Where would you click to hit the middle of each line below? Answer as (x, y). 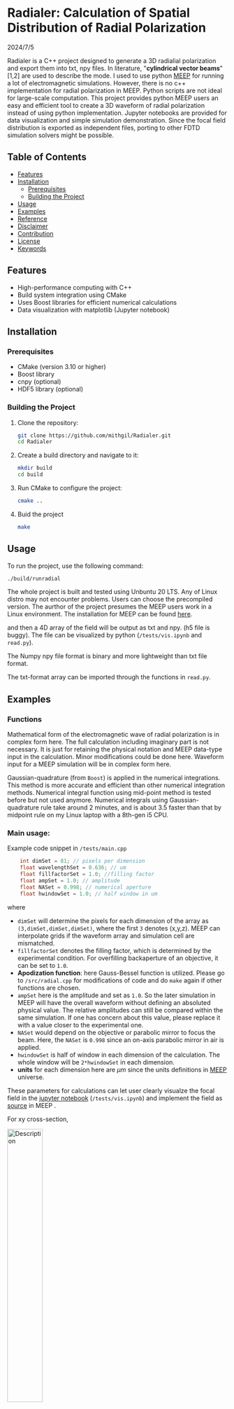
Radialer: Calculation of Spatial (99, 13)
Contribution (35, 233)
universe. (31, 1077)
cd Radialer (35, 442)
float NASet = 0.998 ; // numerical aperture (86, 887)
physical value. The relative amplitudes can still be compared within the (120, 1010)
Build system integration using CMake (72, 295)
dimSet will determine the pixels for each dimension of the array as (113, 921)
